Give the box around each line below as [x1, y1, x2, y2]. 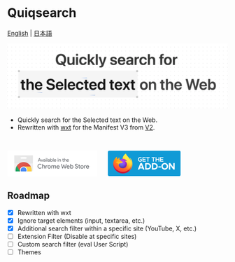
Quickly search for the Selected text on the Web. [17, 116, 158, 124]
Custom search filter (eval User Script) [17, 240, 129, 249]
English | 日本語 [7, 29, 52, 37]
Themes [17, 248, 42, 256]
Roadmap [7, 190, 50, 202]
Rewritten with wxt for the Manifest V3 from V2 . [17, 123, 155, 132]
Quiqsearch [7, 5, 77, 21]
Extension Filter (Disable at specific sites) [17, 233, 137, 241]
